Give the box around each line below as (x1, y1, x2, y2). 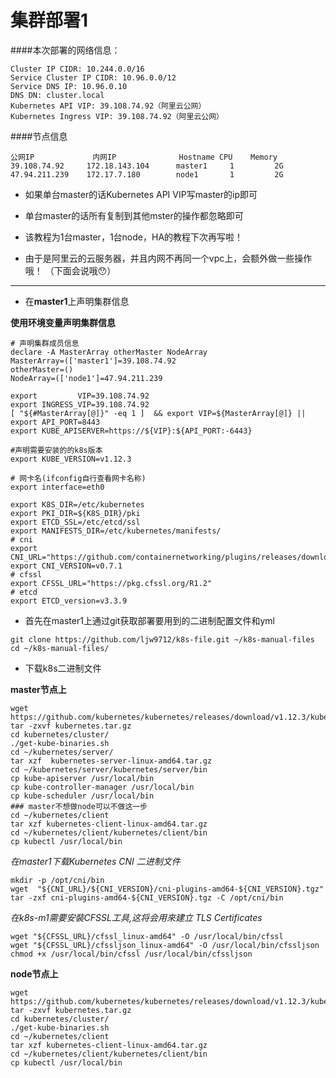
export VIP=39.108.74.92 (10, 391, 150, 401)
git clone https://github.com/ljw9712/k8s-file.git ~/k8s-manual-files (10, 634, 315, 645)
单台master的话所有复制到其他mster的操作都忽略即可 (24, 209, 244, 221)
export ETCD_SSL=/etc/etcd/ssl (10, 517, 141, 527)
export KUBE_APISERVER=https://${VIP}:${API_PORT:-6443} (10, 426, 253, 436)
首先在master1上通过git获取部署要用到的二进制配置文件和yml (24, 614, 275, 626)
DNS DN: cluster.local (10, 90, 105, 100)
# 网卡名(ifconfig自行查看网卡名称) (10, 473, 147, 483)
